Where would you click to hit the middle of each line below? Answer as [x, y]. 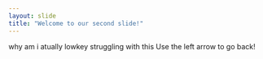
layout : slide [33, 16]
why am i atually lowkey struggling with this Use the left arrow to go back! [132, 46]
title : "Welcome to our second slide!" [76, 23]
